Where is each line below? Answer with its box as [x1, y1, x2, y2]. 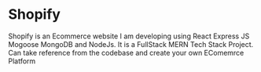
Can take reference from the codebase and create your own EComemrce [8, 48, 244, 57]
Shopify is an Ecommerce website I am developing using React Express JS [8, 31, 250, 41]
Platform [8, 56, 36, 66]
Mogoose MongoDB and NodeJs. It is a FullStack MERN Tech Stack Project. [8, 39, 254, 49]
